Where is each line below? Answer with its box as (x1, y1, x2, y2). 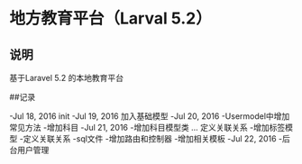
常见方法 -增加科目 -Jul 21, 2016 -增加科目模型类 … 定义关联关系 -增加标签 (9, 123, 286, 132)
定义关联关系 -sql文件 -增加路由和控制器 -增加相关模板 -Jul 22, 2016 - (23, 133, 283, 144)
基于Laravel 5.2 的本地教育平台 (9, 73, 124, 83)
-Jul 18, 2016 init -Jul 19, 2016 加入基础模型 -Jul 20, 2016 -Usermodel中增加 (9, 111, 290, 122)
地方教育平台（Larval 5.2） (9, 8, 212, 29)
